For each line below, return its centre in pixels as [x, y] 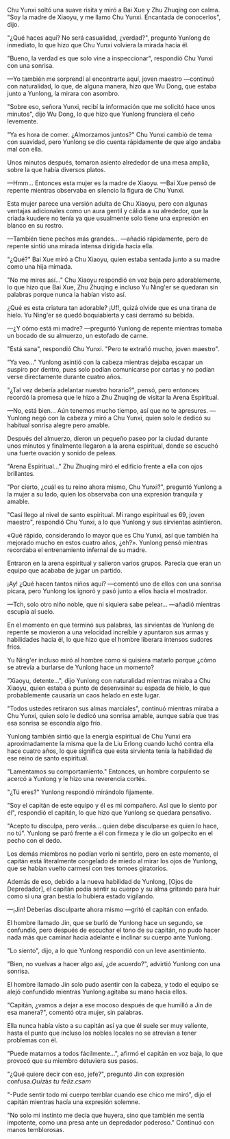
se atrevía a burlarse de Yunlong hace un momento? [80, 667]
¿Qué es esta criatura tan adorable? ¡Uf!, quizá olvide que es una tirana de [112, 308]
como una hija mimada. [40, 266]
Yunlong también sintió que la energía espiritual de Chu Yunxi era [99, 736]
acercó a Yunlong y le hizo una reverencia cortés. [77, 779]
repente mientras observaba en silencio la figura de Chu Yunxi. [96, 190]
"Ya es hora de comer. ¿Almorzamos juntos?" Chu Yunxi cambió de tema [110, 134]
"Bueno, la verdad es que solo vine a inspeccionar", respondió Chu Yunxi [110, 58]
